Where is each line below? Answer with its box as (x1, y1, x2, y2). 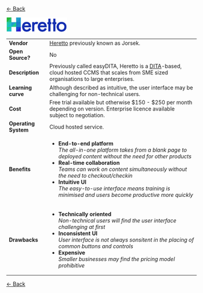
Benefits (8, 166, 31, 173)
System (8, 126, 29, 134)
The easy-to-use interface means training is (58, 185, 170, 192)
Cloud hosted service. (49, 123, 105, 130)
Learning (8, 84, 32, 91)
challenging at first (58, 223, 106, 230)
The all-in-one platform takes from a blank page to (58, 146, 187, 153)
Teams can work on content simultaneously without (58, 166, 187, 173)
